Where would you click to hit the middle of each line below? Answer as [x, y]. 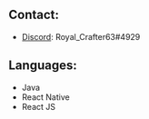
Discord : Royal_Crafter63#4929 [81, 36]
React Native [45, 97]
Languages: [43, 66]
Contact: [34, 15]
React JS [39, 106]
